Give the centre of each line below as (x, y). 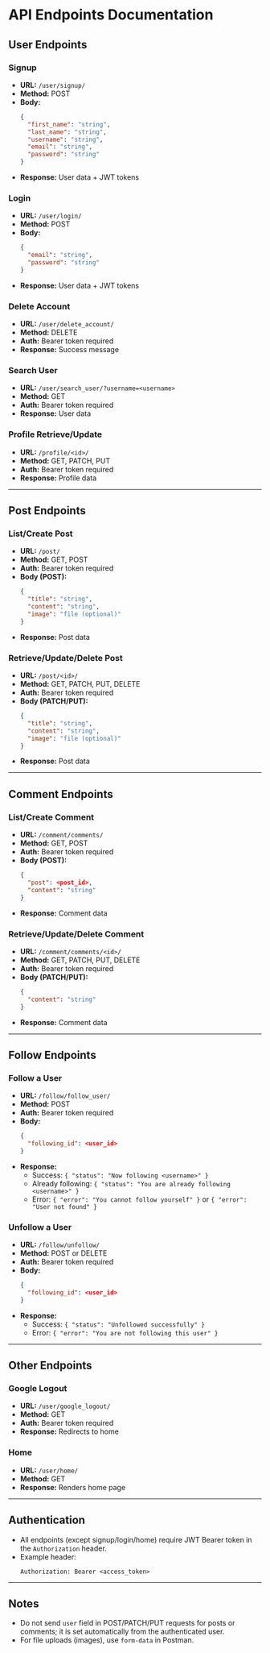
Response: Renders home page (73, 1487)
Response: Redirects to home (69, 1431)
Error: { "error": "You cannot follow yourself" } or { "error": (139, 1199)
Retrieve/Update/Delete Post (65, 658)
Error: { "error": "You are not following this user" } (125, 1332)
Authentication (47, 1520)
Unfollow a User (40, 1227)
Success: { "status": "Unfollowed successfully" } (118, 1324)
